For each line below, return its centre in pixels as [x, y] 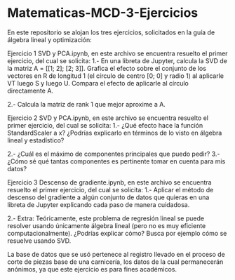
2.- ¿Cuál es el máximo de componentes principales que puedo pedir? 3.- [114, 154]
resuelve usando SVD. [39, 241]
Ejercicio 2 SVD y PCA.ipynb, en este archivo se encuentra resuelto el [108, 118]
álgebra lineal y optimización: [50, 39]
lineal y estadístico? [36, 140]
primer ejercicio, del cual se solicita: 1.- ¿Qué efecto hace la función [105, 125]
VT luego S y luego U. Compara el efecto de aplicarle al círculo [98, 83]
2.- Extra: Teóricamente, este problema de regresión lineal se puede [106, 218]
